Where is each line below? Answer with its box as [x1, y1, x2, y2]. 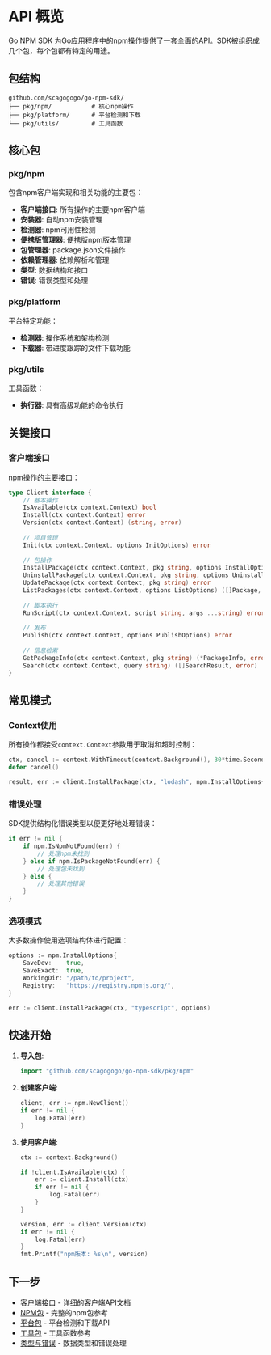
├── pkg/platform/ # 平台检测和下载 [8, 111, 141, 119]
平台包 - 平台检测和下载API [19, 1318, 110, 1327]
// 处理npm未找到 [37, 849, 90, 857]
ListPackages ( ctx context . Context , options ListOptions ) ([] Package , [23, 586, 262, 595]
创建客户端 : [19, 1083, 58, 1093]
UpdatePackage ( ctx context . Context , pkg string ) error [23, 579, 211, 587]
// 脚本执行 [23, 601, 58, 609]
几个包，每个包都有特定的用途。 [8, 45, 115, 55]
